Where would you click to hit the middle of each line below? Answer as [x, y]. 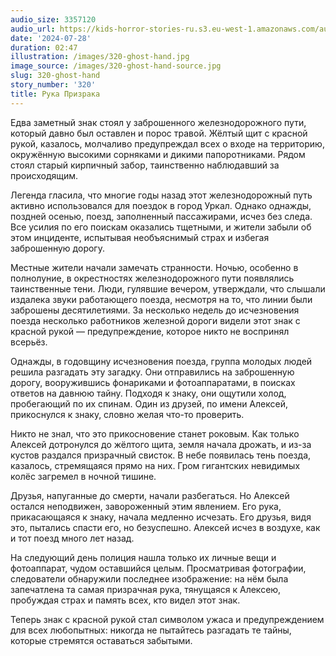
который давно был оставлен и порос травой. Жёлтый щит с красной [159, 133]
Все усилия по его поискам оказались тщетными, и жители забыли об [161, 227]
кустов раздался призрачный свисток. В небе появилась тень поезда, [161, 455]
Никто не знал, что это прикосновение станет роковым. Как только [155, 433]
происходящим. [44, 175]
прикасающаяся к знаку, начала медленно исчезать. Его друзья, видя [161, 517]
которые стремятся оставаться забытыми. [101, 640]
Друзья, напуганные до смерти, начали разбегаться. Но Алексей [150, 495]
